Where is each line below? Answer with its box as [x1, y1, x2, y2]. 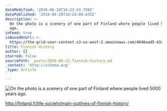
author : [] [5, 49, 28, 54]
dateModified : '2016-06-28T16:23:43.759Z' [5, 7, 94, 12]
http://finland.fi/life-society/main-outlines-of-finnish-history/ [5, 101, 129, 106]
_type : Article [5, 68, 37, 73]
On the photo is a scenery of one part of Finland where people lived [9, 21, 159, 26]
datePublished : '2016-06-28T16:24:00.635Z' [5, 12, 97, 17]
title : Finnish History [5, 44, 55, 49]
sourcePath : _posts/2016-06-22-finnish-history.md [5, 58, 112, 63]
